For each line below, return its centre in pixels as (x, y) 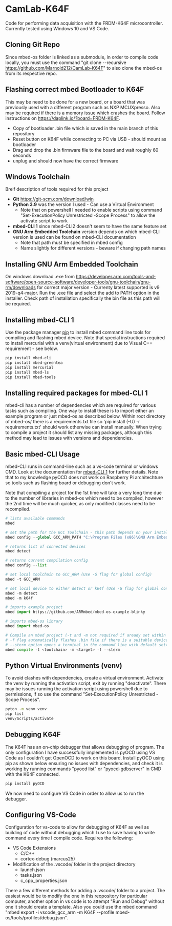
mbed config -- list (26, 565)
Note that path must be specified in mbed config (71, 243)
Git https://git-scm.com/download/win (53, 199)
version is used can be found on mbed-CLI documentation (74, 237)
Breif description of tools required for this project (57, 189)
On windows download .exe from (40, 277)
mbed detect (18, 551)
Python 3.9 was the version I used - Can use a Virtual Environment (83, 204)
